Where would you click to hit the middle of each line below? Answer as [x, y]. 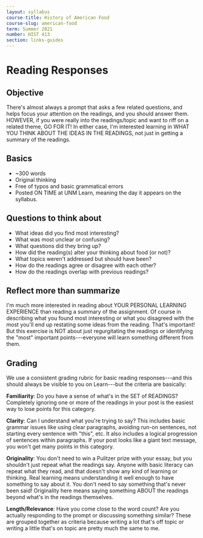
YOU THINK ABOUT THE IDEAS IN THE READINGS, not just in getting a [95, 133]
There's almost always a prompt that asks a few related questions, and [95, 107]
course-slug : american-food [42, 23]
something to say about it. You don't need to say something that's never [96, 485]
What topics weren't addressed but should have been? [83, 258]
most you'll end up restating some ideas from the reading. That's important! [101, 325]
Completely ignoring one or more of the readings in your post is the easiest [100, 402]
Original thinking [35, 179]
